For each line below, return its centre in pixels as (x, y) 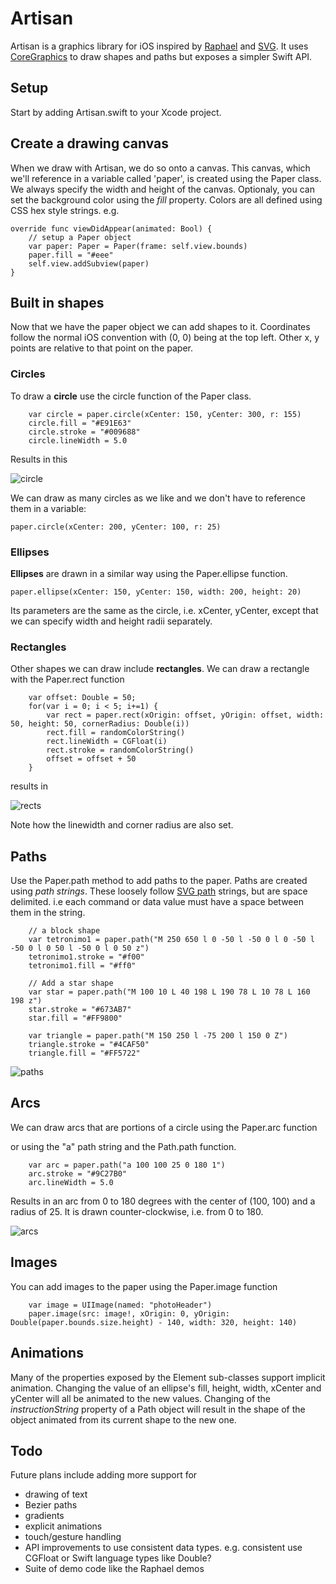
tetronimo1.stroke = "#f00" (86, 957)
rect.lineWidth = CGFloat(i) (107, 742)
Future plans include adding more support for (104, 1475)
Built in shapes (57, 302)
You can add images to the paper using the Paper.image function (144, 1286)
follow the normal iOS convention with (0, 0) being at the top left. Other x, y (165, 338)
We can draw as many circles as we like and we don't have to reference (158, 498)
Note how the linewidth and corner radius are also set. (122, 825)
